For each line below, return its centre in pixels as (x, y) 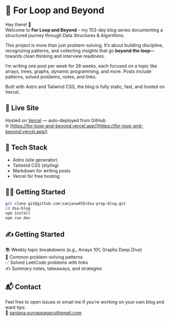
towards (14, 56)
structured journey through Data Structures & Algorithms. (65, 35)
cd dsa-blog (18, 208)
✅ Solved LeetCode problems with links (47, 262)
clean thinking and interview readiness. (64, 56)
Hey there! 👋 (18, 24)
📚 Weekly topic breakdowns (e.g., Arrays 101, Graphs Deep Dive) (74, 250)
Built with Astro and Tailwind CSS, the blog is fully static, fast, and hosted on (85, 87)
